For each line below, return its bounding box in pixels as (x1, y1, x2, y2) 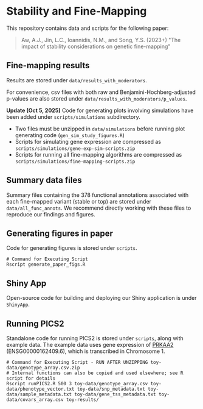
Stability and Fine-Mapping (6, 4, 147, 18)
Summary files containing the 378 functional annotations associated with (6, 191, 189, 199)
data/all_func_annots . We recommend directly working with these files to (6, 204, 191, 212)
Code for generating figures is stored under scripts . (6, 244, 138, 252)
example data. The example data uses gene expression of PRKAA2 (6, 341, 174, 348)
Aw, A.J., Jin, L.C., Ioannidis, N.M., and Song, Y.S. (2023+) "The (21, 36, 181, 43)
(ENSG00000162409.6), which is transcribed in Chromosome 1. (6, 347, 165, 355)
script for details (6, 375, 56, 382)
